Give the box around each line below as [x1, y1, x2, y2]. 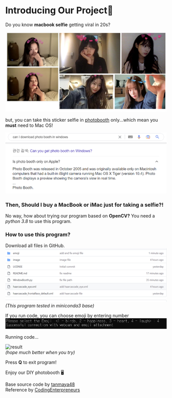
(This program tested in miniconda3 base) [5, 302, 95, 308]
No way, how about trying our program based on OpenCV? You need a [5, 213, 155, 219]
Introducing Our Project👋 [5, 5, 114, 16]
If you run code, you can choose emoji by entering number [5, 312, 129, 319]
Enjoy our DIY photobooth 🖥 [5, 369, 64, 375]
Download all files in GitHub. [5, 242, 65, 249]
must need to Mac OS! [5, 122, 53, 128]
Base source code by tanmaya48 [5, 381, 75, 387]
